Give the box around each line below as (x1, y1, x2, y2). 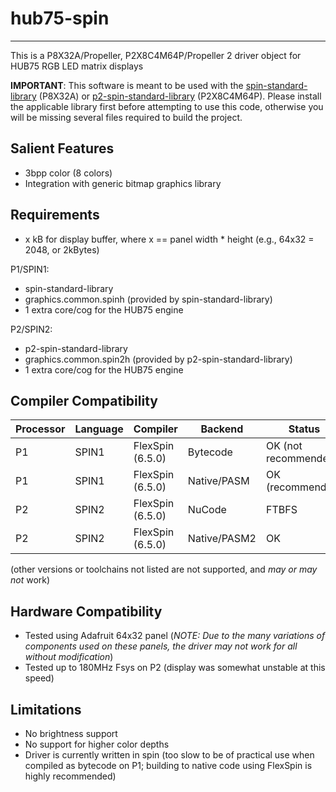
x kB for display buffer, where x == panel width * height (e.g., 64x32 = (24, 233, 315, 245)
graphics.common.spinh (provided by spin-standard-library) (24, 293, 273, 305)
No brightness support (24, 728, 118, 739)
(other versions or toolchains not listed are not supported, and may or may (10, 563, 318, 576)
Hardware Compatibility (10, 603, 163, 620)
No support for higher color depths (24, 738, 170, 750)
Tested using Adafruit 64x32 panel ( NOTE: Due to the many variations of (24, 630, 326, 642)
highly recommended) (24, 770, 117, 782)
